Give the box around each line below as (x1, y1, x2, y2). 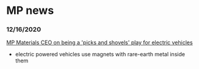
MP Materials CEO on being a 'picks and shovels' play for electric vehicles (6, 39, 194, 46)
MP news (6, 4, 54, 18)
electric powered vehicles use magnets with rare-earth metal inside (15, 51, 185, 58)
